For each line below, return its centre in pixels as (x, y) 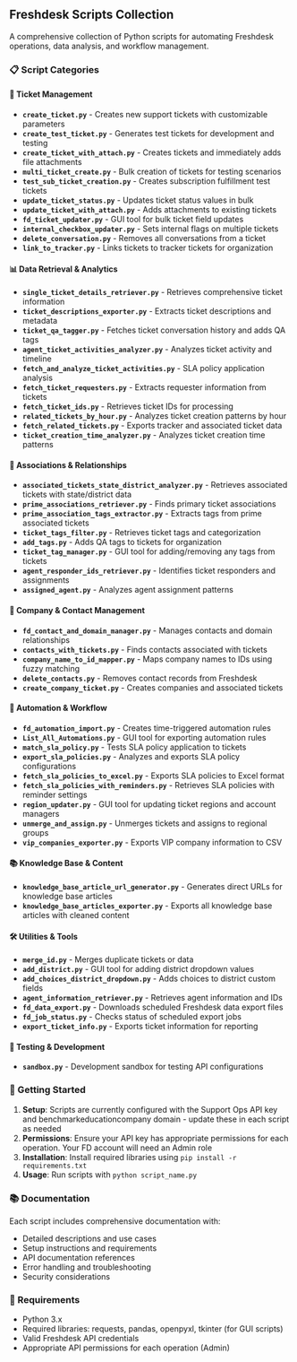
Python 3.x (42, 1319)
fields (32, 988)
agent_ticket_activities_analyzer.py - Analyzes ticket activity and (147, 350)
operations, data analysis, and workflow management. (109, 46)
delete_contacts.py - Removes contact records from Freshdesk (140, 678)
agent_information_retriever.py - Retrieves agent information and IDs (153, 998)
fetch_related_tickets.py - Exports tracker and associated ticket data (152, 426)
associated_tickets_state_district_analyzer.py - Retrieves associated (155, 485)
